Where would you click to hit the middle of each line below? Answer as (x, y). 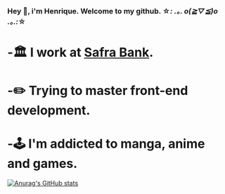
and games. (43, 164)
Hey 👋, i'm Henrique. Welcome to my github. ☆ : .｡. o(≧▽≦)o (112, 11)
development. (49, 111)
